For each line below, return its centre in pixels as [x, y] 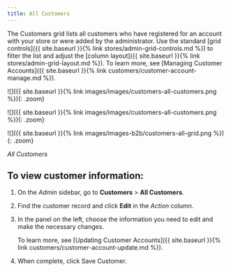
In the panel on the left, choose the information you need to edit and [115, 219]
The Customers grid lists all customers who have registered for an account [114, 33]
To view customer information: [76, 176]
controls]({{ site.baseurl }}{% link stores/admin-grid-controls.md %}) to [110, 48]
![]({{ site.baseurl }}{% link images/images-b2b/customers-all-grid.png [110, 133]
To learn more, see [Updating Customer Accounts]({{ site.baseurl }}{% [119, 240]
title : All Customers [39, 14]
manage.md [24, 78]
